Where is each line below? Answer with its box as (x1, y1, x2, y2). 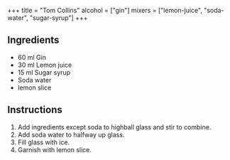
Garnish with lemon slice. (17, 145, 92, 154)
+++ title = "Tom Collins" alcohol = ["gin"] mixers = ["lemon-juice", (7, 6, 202, 14)
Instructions (7, 104, 62, 116)
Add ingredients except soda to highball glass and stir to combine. (17, 122, 212, 131)
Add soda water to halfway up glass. (17, 130, 125, 139)
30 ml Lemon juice (17, 60, 72, 69)
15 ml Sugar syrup (17, 68, 71, 77)
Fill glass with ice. (17, 138, 70, 146)
